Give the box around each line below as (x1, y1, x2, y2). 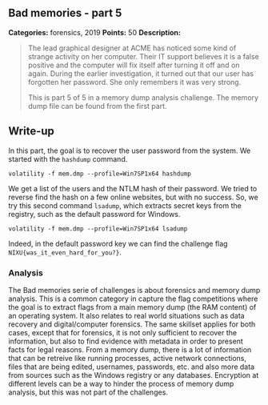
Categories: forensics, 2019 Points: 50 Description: (8, 27, 182, 37)
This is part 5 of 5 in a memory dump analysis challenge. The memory (27, 92, 258, 102)
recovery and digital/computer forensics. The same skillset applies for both (8, 319, 256, 329)
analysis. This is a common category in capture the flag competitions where (8, 294, 258, 303)
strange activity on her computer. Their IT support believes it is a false (27, 51, 260, 61)
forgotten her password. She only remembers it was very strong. (27, 77, 242, 86)
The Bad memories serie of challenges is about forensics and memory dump (8, 285, 261, 295)
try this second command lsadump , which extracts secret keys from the (8, 200, 242, 211)
